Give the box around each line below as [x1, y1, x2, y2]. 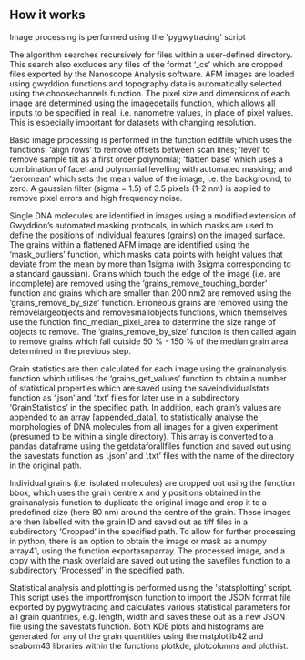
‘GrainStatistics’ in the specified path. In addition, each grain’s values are [9, 401, 282, 412]
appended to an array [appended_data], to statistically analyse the [9, 411, 259, 422]
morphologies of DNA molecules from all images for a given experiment [9, 421, 279, 432]
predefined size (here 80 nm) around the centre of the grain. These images [9, 506, 291, 517]
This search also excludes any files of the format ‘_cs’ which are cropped [9, 58, 284, 69]
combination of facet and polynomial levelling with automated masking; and [9, 163, 293, 174]
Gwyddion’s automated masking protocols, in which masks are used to [9, 219, 274, 230]
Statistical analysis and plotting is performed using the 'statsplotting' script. [9, 582, 293, 593]
